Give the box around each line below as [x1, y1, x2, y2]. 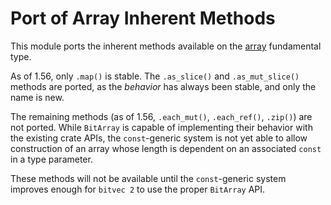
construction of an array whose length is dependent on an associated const [10, 142, 322, 154]
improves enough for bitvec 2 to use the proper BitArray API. [10, 183, 266, 195]
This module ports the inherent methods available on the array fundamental [10, 40, 322, 52]
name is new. [10, 91, 65, 103]
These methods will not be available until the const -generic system [10, 172, 287, 184]
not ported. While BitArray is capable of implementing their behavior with [10, 121, 313, 133]
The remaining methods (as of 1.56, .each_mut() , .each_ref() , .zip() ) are [10, 110, 313, 122]
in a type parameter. [10, 153, 93, 165]
